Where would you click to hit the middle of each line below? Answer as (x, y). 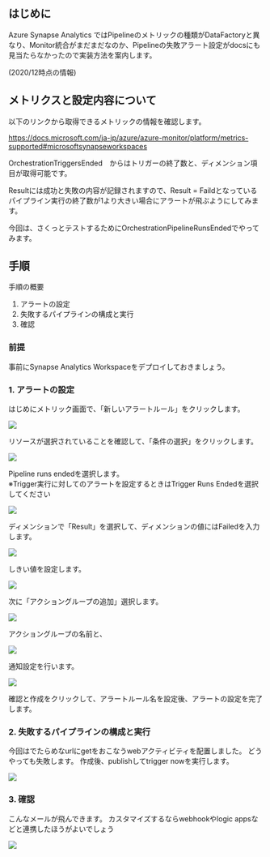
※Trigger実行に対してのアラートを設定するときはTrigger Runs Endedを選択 (133, 484)
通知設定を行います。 (44, 666)
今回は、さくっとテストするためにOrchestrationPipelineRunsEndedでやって (134, 228)
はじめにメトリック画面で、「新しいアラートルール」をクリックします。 (127, 409)
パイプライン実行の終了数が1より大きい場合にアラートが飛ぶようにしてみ (130, 200)
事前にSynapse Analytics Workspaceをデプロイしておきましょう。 (119, 366)
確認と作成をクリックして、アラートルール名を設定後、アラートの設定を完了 (135, 699)
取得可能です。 (47, 173)
